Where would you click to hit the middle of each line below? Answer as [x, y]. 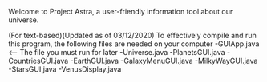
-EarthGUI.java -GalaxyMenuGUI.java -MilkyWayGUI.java [164, 61]
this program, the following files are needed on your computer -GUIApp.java [134, 44]
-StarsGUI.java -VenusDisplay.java [65, 69]
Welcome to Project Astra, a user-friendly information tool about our [121, 12]
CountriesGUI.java [38, 61]
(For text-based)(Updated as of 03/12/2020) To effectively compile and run [132, 35]
